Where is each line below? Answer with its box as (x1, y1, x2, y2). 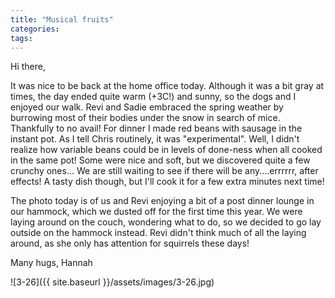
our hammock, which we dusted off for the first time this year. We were (10, 206, 303, 218)
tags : (10, 33, 33, 43)
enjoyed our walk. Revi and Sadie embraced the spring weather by (10, 101, 284, 113)
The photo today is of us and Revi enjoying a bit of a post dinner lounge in (10, 195, 315, 207)
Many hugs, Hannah (10, 257, 93, 269)
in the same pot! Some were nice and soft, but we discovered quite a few (10, 154, 311, 166)
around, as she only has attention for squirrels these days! (10, 237, 250, 250)
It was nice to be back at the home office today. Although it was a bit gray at (10, 80, 325, 92)
